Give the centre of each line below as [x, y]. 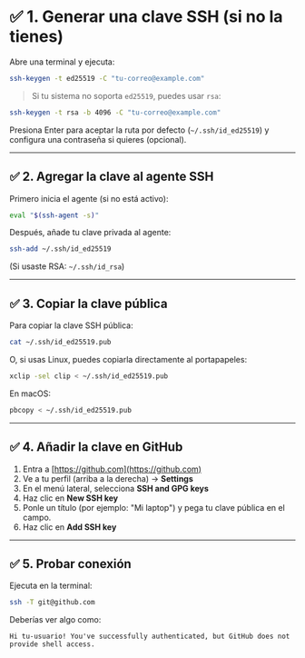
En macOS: [30, 394]
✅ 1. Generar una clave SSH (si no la [146, 17]
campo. [37, 517]
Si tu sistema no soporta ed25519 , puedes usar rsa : [126, 95]
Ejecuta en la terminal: [51, 586]
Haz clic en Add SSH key [69, 527]
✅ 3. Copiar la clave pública [89, 303]
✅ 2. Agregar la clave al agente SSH [112, 177]
